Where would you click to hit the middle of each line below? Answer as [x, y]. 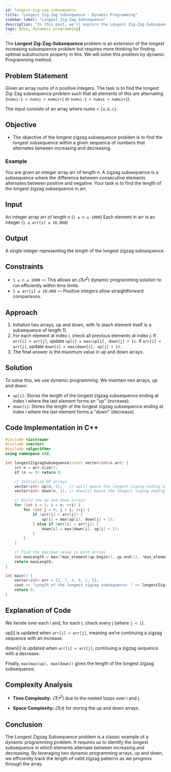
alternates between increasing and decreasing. [62, 148]
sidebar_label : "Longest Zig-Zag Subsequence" [55, 19]
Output [17, 239]
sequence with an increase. [34, 638]
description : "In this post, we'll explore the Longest [66, 24]
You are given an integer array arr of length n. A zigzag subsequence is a [82, 172]
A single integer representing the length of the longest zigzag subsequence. [85, 251]
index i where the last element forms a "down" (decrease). [74, 412]
